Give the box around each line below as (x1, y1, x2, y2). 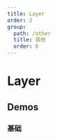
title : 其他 (13, 37, 47, 44)
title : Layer (7, 10, 45, 18)
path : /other (13, 29, 51, 37)
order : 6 (13, 43, 39, 50)
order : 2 (7, 17, 33, 24)
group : (7, 23, 26, 30)
